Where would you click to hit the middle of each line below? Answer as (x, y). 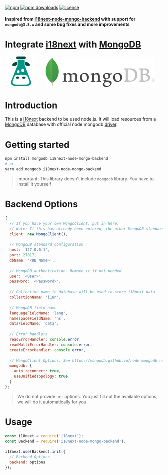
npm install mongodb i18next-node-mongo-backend (57, 159)
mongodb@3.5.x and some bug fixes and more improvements (67, 24)
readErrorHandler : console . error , (45, 340)
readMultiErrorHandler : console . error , (51, 345)
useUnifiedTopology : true (41, 377)
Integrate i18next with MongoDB (73, 44)
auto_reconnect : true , (38, 371)
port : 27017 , (23, 255)
